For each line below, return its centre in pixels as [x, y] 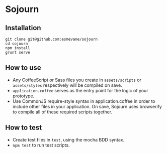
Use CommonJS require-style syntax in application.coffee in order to [84, 101]
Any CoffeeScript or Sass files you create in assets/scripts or [77, 80]
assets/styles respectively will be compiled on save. [67, 85]
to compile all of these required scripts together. [62, 112]
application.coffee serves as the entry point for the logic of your [80, 90]
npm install [18, 48]
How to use [23, 68]
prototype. [23, 96]
